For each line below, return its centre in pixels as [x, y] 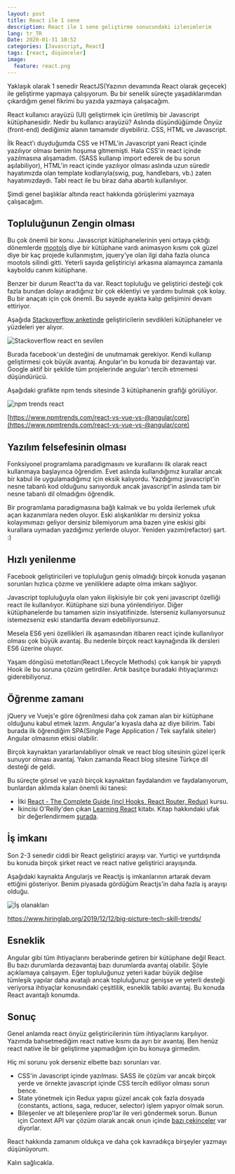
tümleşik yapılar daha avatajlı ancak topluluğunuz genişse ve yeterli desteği [116, 980]
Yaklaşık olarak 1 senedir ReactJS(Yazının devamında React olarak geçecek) [117, 86]
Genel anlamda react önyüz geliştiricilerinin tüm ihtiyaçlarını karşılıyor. [108, 1034]
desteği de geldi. [32, 767]
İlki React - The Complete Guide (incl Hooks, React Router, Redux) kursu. [123, 801]
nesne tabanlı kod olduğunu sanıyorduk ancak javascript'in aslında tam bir [114, 487]
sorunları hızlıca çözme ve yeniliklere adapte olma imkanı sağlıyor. [102, 584]
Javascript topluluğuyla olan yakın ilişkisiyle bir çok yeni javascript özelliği [114, 598]
